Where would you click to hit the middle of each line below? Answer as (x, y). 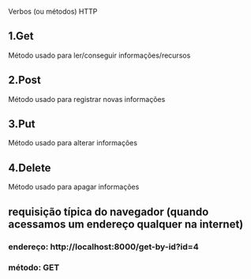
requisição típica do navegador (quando (109, 211)
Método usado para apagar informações (74, 187)
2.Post (25, 80)
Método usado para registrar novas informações (87, 99)
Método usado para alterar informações (73, 143)
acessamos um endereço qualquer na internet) (126, 224)
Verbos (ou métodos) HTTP (53, 11)
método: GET (34, 268)
